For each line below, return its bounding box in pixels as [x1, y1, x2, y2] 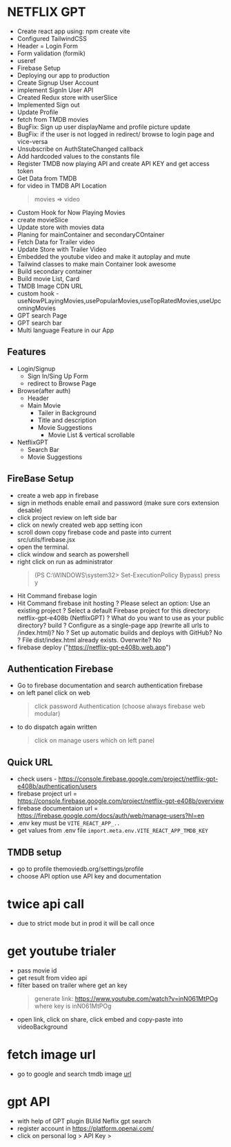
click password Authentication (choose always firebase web [34, 702, 205, 710]
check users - [17, 775, 57, 783]
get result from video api [17, 973, 88, 982]
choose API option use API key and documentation [17, 872, 162, 880]
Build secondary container [17, 267, 92, 276]
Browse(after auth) [17, 386, 71, 395]
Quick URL [7, 756, 53, 768]
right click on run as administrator [17, 557, 113, 566]
